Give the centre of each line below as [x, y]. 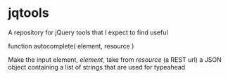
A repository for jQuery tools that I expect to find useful [88, 32]
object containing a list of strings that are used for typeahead [97, 67]
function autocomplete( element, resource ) [71, 46]
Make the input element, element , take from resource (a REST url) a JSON [115, 59]
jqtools [28, 13]
